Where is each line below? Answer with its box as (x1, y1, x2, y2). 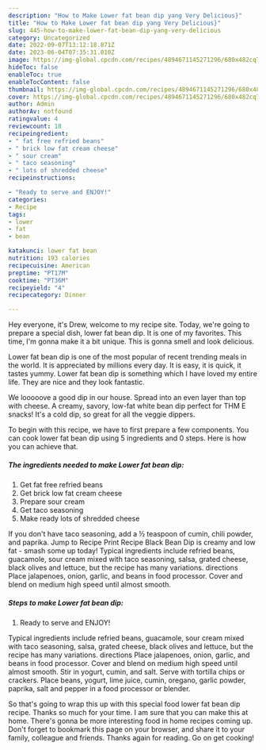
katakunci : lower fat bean (8, 247, 97, 255)
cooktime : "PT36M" (8, 276, 69, 284)
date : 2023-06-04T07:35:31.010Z (8, 48, 115, 56)
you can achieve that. (8, 442, 78, 452)
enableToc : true (8, 71, 62, 79)
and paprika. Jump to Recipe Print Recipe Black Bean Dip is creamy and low (8, 537, 256, 548)
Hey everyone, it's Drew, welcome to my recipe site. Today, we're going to (8, 320, 250, 329)
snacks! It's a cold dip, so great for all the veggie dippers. (8, 410, 196, 419)
